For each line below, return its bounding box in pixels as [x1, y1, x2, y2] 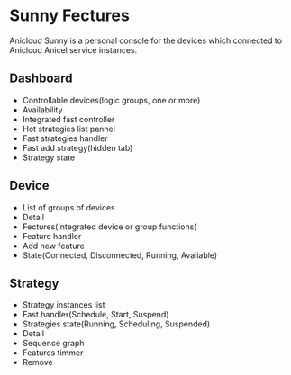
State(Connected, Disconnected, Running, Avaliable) [22, 249, 218, 261]
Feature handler [22, 230, 82, 241]
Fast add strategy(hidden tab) [22, 142, 133, 153]
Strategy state [22, 152, 75, 163]
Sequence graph [22, 338, 85, 349]
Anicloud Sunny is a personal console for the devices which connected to [9, 35, 282, 46]
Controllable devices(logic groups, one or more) [22, 94, 201, 105]
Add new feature [22, 240, 86, 251]
